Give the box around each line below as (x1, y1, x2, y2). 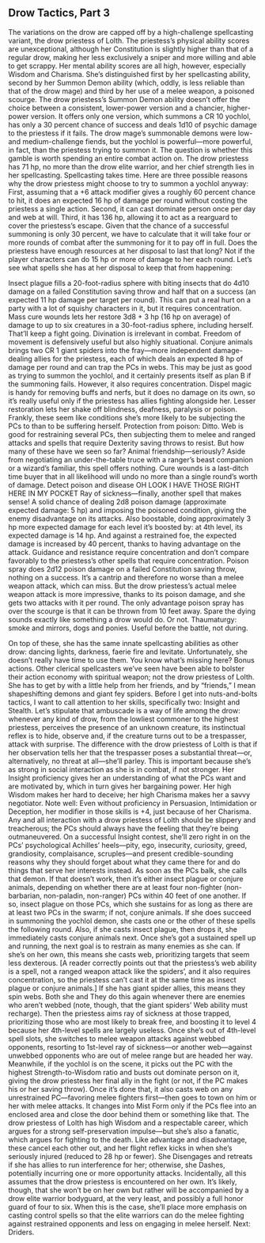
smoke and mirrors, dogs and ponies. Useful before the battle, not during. (8, 623, 248, 633)
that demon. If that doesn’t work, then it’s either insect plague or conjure (8, 874, 244, 884)
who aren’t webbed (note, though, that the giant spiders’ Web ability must (8, 1000, 248, 1009)
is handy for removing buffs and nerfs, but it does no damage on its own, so (8, 387, 256, 397)
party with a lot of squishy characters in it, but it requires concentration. (8, 303, 242, 313)
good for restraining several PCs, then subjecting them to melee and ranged (8, 429, 256, 439)
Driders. (8, 1227, 35, 1237)
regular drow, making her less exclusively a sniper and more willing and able (8, 52, 256, 62)
